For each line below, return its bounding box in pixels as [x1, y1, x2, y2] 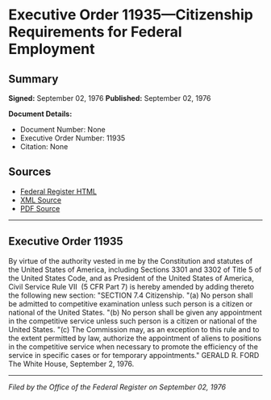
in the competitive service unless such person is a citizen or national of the [8, 316, 257, 326]
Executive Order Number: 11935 [19, 133, 126, 143]
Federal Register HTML [19, 186, 98, 196]
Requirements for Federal [8, 23, 183, 41]
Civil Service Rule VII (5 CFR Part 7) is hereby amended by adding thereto [8, 281, 255, 291]
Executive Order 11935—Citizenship [8, 6, 254, 24]
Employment [8, 40, 95, 58]
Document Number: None [19, 125, 106, 134]
